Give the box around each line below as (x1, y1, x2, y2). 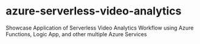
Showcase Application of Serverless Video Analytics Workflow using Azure (5, 24, 194, 31)
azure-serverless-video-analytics (5, 4, 182, 18)
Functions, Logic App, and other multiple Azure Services (5, 30, 147, 37)
